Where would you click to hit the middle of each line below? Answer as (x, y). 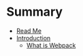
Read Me (29, 31)
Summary (34, 12)
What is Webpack (51, 45)
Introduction (33, 38)
